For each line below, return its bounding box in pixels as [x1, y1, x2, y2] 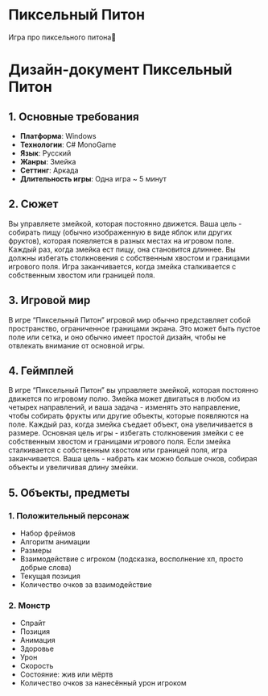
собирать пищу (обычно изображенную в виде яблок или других [8, 227, 233, 237]
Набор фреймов [19, 528, 76, 538]
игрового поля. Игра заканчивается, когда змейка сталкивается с [8, 261, 237, 271]
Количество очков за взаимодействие [19, 580, 153, 590]
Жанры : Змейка [19, 156, 76, 166]
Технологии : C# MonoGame [19, 140, 117, 149]
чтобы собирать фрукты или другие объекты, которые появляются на [8, 411, 249, 421]
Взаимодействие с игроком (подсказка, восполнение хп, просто [19, 554, 244, 564]
